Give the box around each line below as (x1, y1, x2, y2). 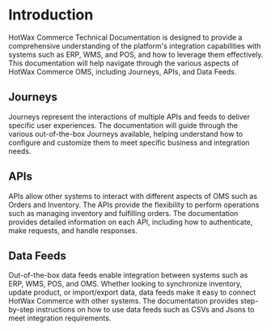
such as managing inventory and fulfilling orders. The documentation (8, 208, 239, 218)
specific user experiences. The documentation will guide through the (8, 120, 239, 130)
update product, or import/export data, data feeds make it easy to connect (8, 287, 256, 297)
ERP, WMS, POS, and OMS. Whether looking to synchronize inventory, (8, 279, 243, 289)
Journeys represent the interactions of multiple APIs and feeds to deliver (8, 112, 251, 121)
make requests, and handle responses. (8, 225, 138, 236)
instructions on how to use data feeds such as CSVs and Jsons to (36, 305, 255, 315)
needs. (8, 146, 32, 155)
